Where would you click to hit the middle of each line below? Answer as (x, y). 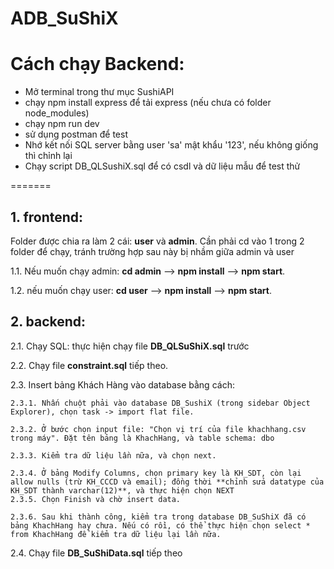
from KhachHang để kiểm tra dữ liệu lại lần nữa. (116, 534)
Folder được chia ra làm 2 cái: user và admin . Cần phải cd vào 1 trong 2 (157, 241)
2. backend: (48, 322)
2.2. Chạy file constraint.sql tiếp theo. (89, 365)
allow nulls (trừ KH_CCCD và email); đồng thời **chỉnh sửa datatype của (167, 482)
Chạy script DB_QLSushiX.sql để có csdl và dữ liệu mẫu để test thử (162, 166)
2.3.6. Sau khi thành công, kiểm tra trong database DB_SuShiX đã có (158, 517)
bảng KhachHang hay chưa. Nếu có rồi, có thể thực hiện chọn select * (160, 525)
